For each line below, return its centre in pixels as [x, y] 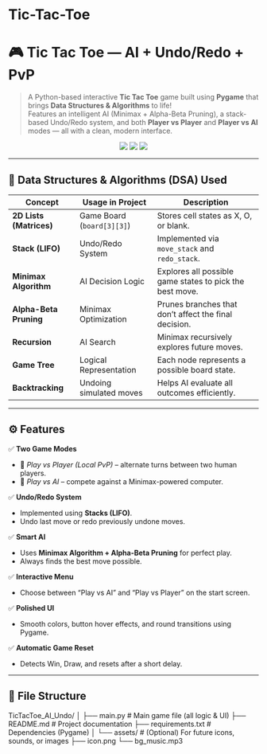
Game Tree [33, 365]
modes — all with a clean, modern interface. [100, 131]
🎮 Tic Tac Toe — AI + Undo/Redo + [126, 53]
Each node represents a [201, 360]
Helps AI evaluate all [195, 382]
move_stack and [186, 248]
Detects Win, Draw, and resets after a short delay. [101, 663]
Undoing [95, 382]
